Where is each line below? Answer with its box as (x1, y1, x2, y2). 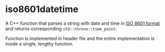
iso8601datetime (5, 4, 79, 15)
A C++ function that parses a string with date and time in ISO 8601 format (5, 20, 160, 26)
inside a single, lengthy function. (5, 40, 74, 46)
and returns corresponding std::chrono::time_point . (5, 25, 117, 31)
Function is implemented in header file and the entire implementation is (5, 35, 155, 41)
